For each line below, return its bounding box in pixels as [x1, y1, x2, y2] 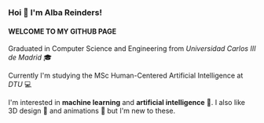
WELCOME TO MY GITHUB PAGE [8, 27, 117, 36]
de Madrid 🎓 [8, 52, 53, 62]
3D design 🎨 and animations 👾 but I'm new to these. [8, 106, 175, 116]
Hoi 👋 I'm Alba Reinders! [8, 7, 102, 18]
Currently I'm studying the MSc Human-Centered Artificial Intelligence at [8, 71, 244, 81]
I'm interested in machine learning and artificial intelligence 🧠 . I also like [8, 98, 246, 107]
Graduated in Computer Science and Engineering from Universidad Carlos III [8, 44, 256, 53]
